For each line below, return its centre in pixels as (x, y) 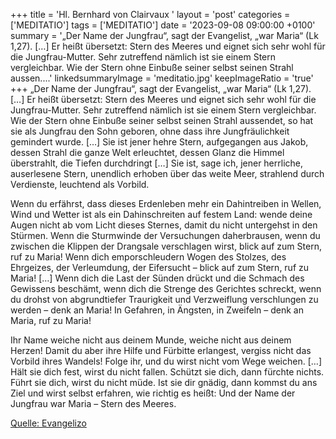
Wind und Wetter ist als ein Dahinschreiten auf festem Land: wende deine (161, 214)
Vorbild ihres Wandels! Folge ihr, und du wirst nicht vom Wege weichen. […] (166, 361)
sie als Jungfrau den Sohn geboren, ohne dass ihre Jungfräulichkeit (150, 131)
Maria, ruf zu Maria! (51, 320)
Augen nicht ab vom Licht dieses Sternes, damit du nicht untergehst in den (164, 225)
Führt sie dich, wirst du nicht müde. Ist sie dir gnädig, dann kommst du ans (164, 382)
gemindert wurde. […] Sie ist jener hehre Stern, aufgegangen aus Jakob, (159, 142)
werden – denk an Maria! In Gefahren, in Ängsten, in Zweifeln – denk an (157, 310)
